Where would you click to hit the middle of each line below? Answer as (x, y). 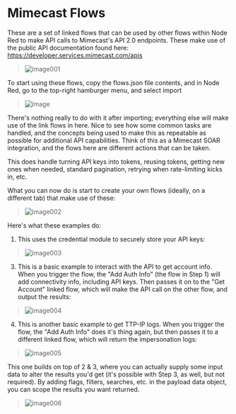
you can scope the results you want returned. (73, 389)
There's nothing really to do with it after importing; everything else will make (118, 118)
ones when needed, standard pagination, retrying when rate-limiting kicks (115, 169)
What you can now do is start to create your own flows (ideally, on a (106, 190)
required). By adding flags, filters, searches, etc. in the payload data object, (117, 381)
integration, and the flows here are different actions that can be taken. (109, 147)
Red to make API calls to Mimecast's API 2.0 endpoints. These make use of (117, 40)
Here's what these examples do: (54, 225)
